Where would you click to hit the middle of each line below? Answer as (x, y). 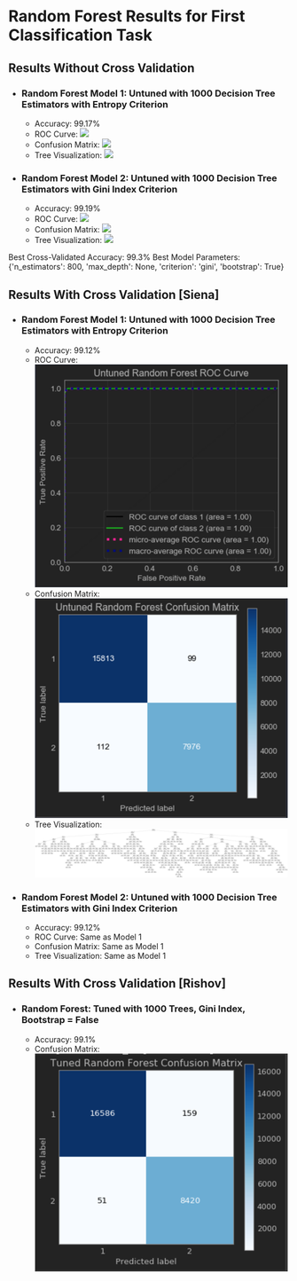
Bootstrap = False (60, 1020)
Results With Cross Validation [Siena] (114, 295)
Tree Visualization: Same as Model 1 (100, 955)
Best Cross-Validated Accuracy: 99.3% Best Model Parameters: (125, 257)
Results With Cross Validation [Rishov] (117, 983)
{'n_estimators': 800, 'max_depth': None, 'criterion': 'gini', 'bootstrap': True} (146, 267)
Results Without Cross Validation (102, 68)
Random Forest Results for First (127, 16)
